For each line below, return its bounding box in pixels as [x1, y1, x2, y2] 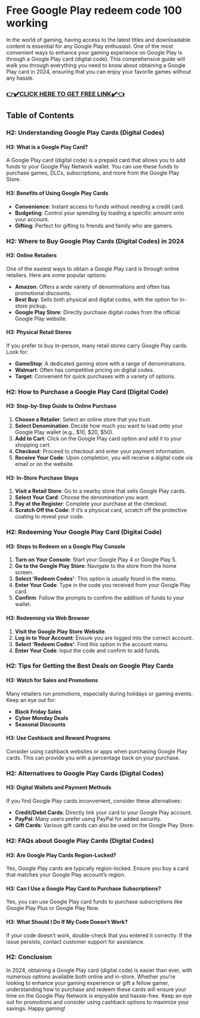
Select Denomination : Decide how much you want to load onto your [14, 422, 183, 429]
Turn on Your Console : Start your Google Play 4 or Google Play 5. [14, 556, 177, 564]
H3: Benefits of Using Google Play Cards [6, 189, 109, 197]
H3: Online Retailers [6, 252, 57, 259]
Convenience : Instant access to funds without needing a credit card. [14, 203, 185, 210]
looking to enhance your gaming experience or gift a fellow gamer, [6, 979, 170, 986]
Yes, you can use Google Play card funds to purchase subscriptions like [6, 898, 183, 905]
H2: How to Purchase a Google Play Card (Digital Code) [6, 387, 168, 396]
